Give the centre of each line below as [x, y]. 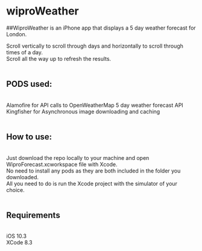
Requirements [33, 215]
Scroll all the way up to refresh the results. [59, 59]
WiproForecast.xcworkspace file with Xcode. [62, 164]
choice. [16, 190]
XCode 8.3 [20, 243]
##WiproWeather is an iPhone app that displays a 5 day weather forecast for [101, 28]
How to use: [29, 137]
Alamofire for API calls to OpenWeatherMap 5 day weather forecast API [95, 105]
